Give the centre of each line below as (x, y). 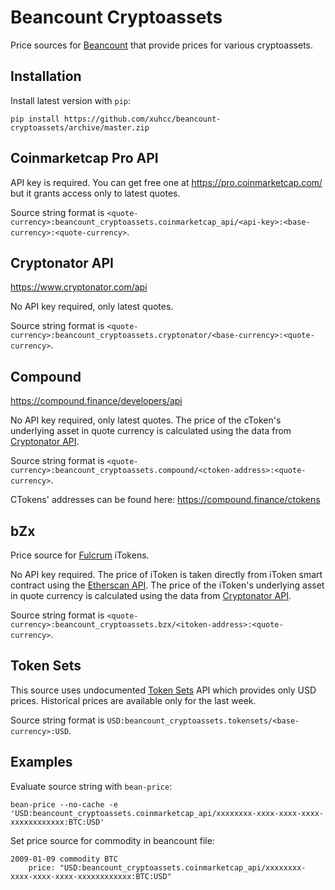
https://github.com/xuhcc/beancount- (142, 119)
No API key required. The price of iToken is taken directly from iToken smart (166, 574)
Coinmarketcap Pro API (84, 158)
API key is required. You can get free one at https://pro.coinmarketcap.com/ (166, 182)
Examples (41, 762)
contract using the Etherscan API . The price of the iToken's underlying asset (167, 585)
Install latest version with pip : (70, 100)
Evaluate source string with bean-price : (91, 786)
